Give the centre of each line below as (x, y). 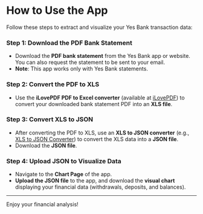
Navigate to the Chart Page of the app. (63, 174)
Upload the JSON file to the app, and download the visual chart (95, 181)
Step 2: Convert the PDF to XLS (53, 84)
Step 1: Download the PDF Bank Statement (69, 43)
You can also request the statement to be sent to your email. (90, 62)
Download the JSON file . (46, 145)
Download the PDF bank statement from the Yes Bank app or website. (102, 56)
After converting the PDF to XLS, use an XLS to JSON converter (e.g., (102, 133)
